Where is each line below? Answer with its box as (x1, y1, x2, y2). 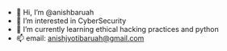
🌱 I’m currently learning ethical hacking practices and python (15, 25, 220, 33)
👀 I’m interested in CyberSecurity (15, 16, 127, 25)
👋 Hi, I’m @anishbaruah (15, 8, 95, 17)
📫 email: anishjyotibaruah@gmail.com (15, 33, 145, 43)
